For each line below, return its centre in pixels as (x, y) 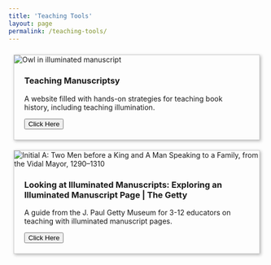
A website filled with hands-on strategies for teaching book (123, 98)
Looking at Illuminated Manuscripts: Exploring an (123, 185)
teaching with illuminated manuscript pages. (98, 221)
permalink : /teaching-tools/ (58, 31)
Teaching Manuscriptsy (72, 80)
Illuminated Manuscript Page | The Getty (106, 194)
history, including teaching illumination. (90, 107)
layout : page (31, 24)
